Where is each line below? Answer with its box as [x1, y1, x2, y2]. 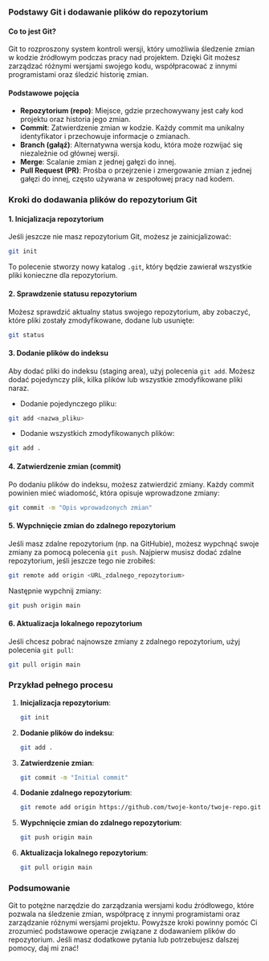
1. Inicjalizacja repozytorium [8, 214, 104, 223]
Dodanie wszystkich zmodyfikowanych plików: [19, 429, 175, 438]
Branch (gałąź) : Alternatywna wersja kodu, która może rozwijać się [19, 140, 243, 150]
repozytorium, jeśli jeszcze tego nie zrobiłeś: [8, 556, 156, 565]
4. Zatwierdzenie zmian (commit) [8, 461, 122, 471]
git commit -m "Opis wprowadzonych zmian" [8, 503, 153, 511]
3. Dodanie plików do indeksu [8, 348, 109, 357]
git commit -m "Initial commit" [19, 773, 128, 781]
